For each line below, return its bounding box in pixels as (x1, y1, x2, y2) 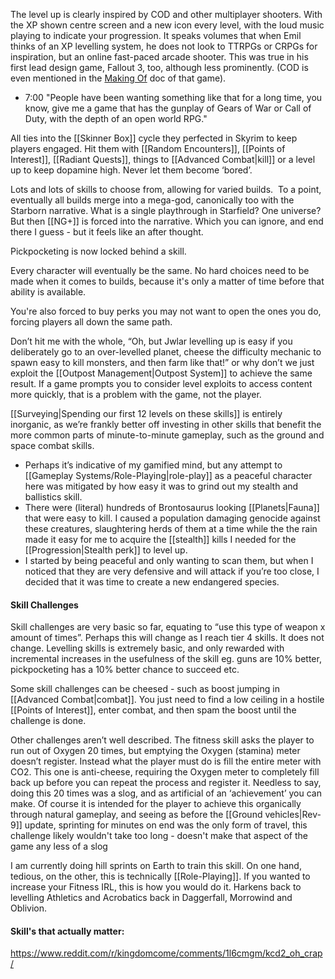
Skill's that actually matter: (10, 925, 125, 937)
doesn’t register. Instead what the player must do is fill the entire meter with (10, 755, 322, 768)
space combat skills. (10, 440, 95, 451)
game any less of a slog (10, 840, 108, 853)
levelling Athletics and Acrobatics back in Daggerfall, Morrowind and (10, 892, 293, 904)
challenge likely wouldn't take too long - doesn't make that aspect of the (10, 830, 308, 842)
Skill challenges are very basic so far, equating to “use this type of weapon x (10, 621, 326, 633)
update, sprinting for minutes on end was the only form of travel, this (24, 819, 308, 831)
